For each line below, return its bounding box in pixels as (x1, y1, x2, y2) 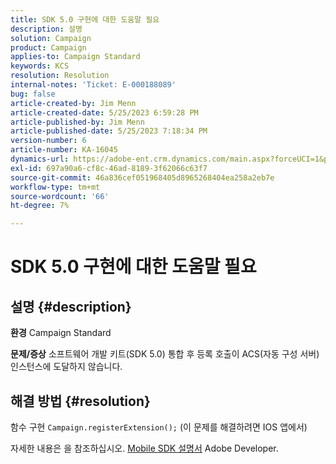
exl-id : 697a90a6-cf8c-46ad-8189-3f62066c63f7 (10, 163, 208, 173)
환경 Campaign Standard (10, 327, 112, 339)
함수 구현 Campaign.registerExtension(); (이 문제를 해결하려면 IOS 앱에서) (10, 421, 308, 433)
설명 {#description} (10, 298, 132, 315)
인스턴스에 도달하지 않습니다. (10, 361, 123, 373)
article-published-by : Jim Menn (10, 117, 145, 127)
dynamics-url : (10, 154, 70, 164)
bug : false (10, 89, 56, 99)
